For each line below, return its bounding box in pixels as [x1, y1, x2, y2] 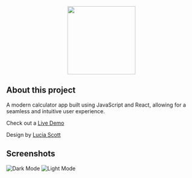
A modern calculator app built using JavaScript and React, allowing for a [6, 101, 186, 108]
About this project [6, 85, 76, 96]
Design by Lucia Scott [6, 131, 61, 138]
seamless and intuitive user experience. [6, 107, 105, 114]
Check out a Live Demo [6, 119, 65, 127]
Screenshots [6, 148, 56, 159]
